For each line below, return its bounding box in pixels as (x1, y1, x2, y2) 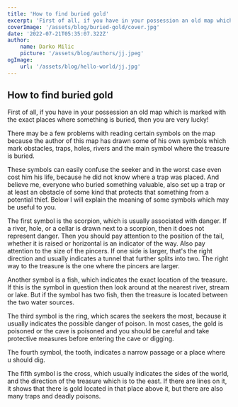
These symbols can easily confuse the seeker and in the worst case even (7, 166, 222, 174)
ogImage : (7, 57, 33, 64)
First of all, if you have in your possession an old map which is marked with (7, 108, 227, 117)
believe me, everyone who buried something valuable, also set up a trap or (7, 180, 225, 189)
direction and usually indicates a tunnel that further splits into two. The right (7, 254, 229, 263)
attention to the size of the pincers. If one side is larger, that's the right (7, 247, 212, 256)
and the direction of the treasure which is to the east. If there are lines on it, (7, 377, 227, 386)
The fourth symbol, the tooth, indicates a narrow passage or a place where (7, 348, 225, 357)
